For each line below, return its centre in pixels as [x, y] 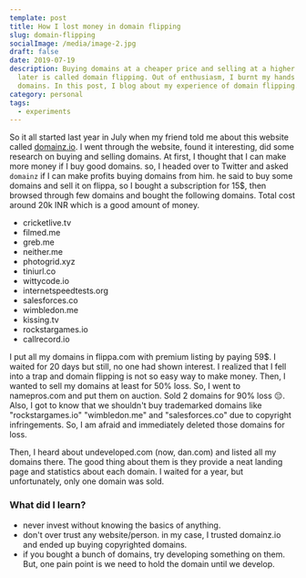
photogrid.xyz [49, 262]
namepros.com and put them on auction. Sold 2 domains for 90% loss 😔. [147, 396]
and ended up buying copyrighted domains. [105, 544]
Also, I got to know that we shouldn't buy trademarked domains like [136, 405]
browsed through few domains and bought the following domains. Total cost [153, 195]
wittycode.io [46, 281]
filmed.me [41, 233]
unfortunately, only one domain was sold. [87, 481]
